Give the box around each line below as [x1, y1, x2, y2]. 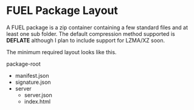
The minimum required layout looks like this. [6, 48, 117, 55]
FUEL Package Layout [6, 4, 119, 18]
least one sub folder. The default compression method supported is [6, 30, 175, 37]
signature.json [15, 78, 51, 86]
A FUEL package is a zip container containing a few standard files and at [6, 24, 189, 31]
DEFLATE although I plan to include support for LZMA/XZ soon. [6, 36, 165, 44]
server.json [24, 91, 53, 98]
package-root [6, 60, 41, 67]
